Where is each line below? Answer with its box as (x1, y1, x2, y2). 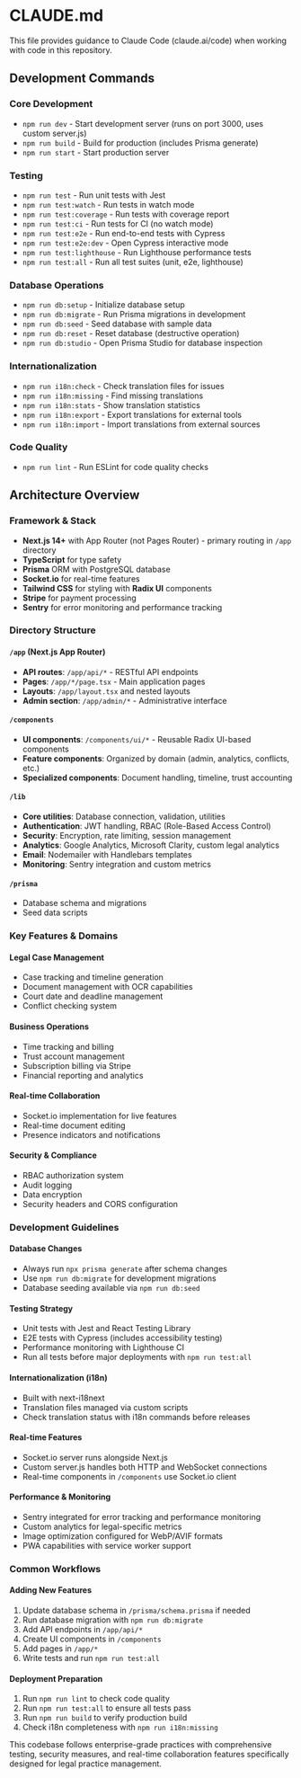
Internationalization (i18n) (9, 1372, 108, 1382)
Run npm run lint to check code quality (22, 1694, 171, 1704)
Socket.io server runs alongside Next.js (22, 1452, 168, 1462)
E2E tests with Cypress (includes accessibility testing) (22, 1332, 223, 1344)
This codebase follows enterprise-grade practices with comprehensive (9, 1739, 272, 1750)
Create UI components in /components (22, 1633, 162, 1645)
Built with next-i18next (22, 1392, 105, 1403)
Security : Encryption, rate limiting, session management (22, 831, 232, 841)
